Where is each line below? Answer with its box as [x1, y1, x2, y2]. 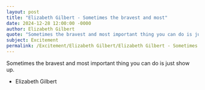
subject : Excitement [6, 37, 59, 43]
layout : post [6, 9, 40, 15]
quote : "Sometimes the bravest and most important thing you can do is [6, 32, 192, 38]
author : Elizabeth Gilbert [6, 26, 75, 32]
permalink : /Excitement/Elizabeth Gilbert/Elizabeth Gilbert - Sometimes [6, 43, 198, 49]
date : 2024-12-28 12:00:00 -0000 [6, 20, 92, 26]
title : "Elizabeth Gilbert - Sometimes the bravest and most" [6, 15, 168, 21]
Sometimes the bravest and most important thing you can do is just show [6, 59, 190, 67]
